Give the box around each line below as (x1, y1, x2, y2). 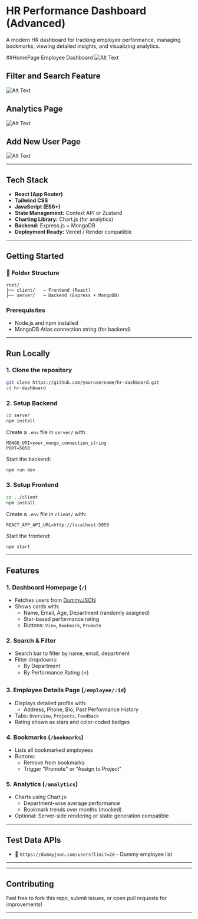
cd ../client (6, 494, 38, 500)
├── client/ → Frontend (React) (6, 287, 91, 293)
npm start (6, 543, 31, 550)
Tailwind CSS (14, 197, 48, 204)
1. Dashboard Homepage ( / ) (6, 583, 87, 591)
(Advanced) (6, 17, 66, 30)
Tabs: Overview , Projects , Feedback (14, 712, 99, 719)
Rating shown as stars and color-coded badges (14, 718, 130, 725)
